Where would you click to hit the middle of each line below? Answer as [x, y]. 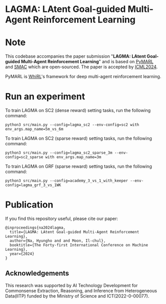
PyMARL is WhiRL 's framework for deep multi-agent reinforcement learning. [83, 77]
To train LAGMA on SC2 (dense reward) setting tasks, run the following [78, 110]
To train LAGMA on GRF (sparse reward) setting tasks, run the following [79, 166]
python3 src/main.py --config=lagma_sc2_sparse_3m [59, 153]
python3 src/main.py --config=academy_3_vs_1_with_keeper [67, 181]
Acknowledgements [37, 273]
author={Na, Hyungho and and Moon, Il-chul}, [58, 241]
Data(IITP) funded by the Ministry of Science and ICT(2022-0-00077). [77, 296]
